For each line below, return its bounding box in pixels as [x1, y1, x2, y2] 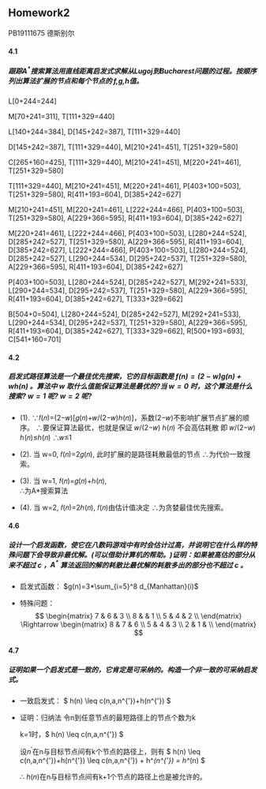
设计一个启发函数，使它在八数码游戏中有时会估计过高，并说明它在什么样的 [8, 540, 250, 549]
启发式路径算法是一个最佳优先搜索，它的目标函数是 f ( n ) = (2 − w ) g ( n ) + [8, 372, 242, 381]
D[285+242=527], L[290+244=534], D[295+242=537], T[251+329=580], [8, 254, 247, 264]
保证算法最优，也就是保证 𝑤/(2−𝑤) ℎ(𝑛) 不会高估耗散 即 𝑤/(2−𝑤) [49, 422, 257, 432]
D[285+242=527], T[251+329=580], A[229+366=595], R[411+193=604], [8, 237, 245, 247]
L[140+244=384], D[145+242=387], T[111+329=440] [8, 127, 181, 136]
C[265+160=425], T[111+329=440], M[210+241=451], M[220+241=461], [8, 158, 242, 167]
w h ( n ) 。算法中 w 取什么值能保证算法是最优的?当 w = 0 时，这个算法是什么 [8, 382, 253, 391]
